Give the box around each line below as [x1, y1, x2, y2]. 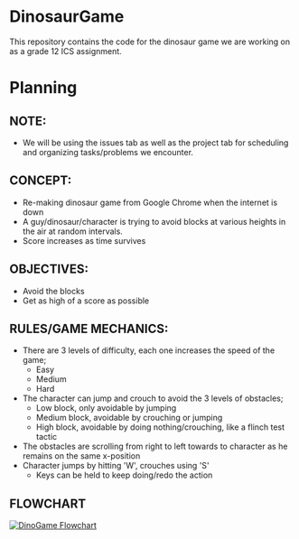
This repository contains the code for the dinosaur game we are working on [9, 36, 291, 47]
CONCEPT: [9, 173, 72, 189]
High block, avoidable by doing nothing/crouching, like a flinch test [35, 422, 285, 432]
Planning [9, 78, 78, 98]
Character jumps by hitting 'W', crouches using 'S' [22, 460, 210, 471]
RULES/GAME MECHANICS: [9, 321, 169, 336]
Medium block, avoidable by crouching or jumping [35, 413, 223, 423]
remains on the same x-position [22, 451, 141, 461]
